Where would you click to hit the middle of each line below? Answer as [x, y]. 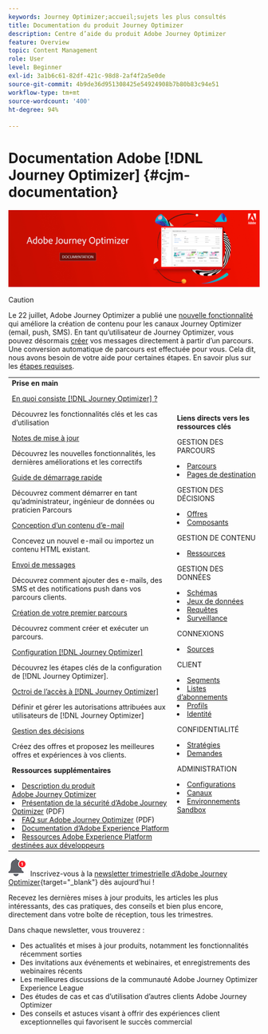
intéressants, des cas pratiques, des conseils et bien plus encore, [116, 906]
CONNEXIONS [201, 634]
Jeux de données [215, 601]
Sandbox [191, 810]
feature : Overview [39, 42]
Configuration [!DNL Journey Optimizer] [77, 652]
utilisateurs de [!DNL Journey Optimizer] [78, 715]
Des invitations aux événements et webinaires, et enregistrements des [135, 963]
